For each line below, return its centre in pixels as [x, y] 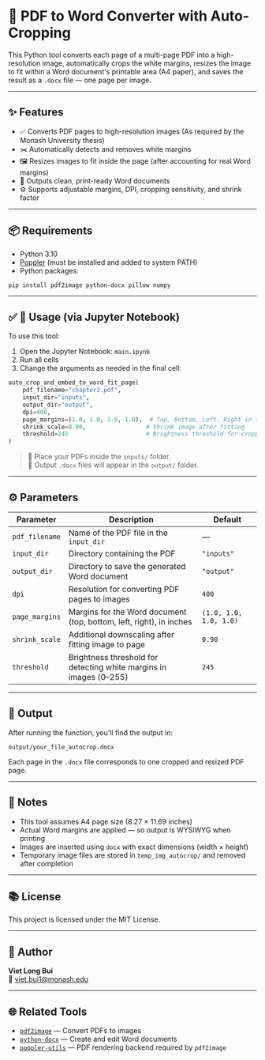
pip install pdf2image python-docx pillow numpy [90, 285]
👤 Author [30, 952]
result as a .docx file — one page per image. [80, 80]
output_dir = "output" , [58, 405]
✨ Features [36, 113]
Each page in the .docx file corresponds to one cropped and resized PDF [126, 761]
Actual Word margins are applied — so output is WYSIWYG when [125, 830]
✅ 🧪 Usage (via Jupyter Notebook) [94, 317]
